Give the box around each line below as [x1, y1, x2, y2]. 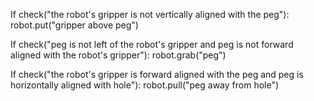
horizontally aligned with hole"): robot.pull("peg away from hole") [10, 79, 280, 91]
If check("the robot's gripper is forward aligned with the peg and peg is [10, 69, 304, 80]
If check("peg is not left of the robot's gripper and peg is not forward [10, 39, 294, 50]
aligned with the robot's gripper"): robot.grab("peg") [10, 49, 227, 61]
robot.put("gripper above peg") [10, 19, 139, 31]
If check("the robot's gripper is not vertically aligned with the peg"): [10, 9, 290, 20]
